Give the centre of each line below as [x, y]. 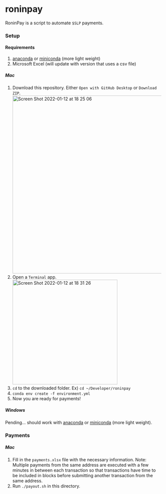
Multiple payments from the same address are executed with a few [80, 465]
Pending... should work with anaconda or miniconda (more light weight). [79, 422]
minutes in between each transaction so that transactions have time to [84, 470]
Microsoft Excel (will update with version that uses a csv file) [74, 64]
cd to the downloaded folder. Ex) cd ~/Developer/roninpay [71, 388]
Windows [15, 410]
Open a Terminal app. [34, 277]
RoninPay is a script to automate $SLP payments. [55, 23]
